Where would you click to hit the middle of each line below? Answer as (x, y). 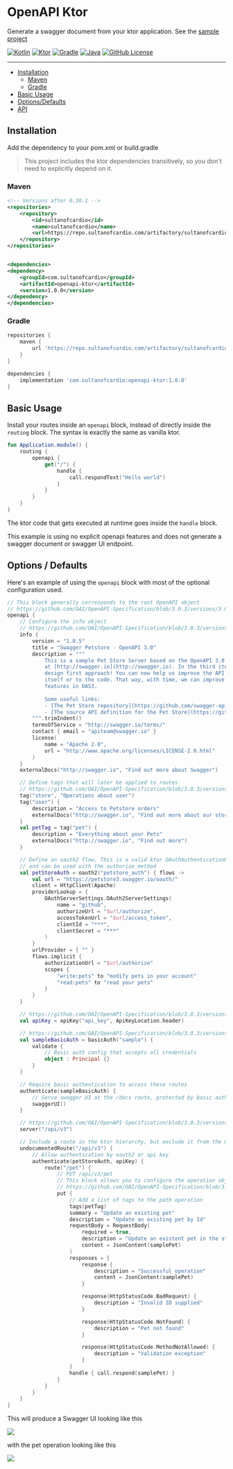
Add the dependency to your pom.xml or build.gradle (83, 147)
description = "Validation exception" (150, 1354)
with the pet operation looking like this (62, 1445)
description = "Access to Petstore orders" (96, 808)
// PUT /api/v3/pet (85, 1174)
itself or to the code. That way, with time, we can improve (135, 680)
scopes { (57, 969)
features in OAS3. (71, 687)
